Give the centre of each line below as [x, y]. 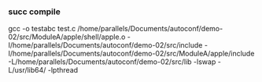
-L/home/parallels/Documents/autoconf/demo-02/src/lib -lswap [112, 62]
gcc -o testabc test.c [42, 29]
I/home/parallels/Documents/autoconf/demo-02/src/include [105, 45]
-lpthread [63, 70]
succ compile [34, 12]
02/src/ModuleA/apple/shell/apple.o [67, 37]
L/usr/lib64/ [27, 70]
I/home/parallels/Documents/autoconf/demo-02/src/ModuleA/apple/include [131, 54]
